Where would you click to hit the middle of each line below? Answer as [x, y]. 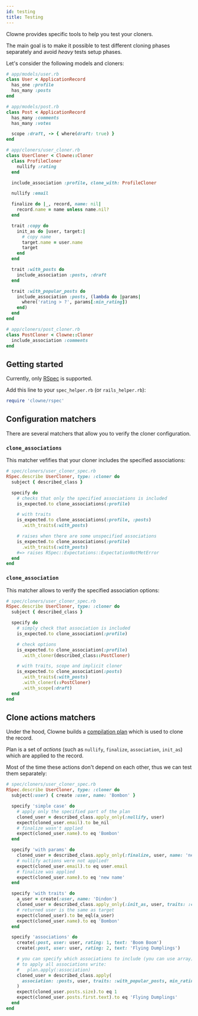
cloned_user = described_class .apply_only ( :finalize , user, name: [100, 856]
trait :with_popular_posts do [48, 291]
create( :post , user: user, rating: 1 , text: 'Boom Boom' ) [89, 943]
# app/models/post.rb [33, 107]
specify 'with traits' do [43, 894]
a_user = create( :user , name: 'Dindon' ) [67, 899]
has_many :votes [31, 123]
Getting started [35, 364]
